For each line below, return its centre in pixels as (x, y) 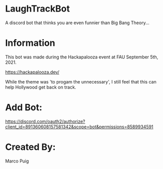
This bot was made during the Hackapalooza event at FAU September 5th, (82, 57)
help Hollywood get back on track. (41, 87)
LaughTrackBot (38, 9)
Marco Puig (17, 161)
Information (30, 43)
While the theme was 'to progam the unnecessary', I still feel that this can (81, 81)
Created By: (31, 147)
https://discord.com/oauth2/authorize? (45, 121)
